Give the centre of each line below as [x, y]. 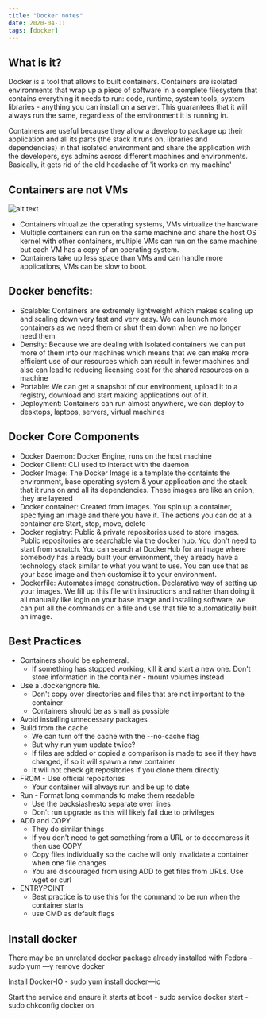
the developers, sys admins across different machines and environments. [128, 157]
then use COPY [56, 846]
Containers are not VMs [68, 190]
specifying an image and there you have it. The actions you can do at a [136, 515]
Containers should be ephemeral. [74, 660]
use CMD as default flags [73, 914]
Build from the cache [54, 728]
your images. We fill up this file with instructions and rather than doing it [137, 591]
